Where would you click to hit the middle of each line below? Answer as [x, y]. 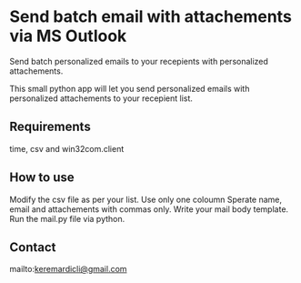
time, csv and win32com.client [67, 148]
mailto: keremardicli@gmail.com [68, 269]
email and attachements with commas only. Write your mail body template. [149, 209]
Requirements [50, 127]
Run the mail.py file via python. [67, 218]
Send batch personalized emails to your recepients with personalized [139, 61]
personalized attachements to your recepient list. [101, 98]
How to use [42, 178]
